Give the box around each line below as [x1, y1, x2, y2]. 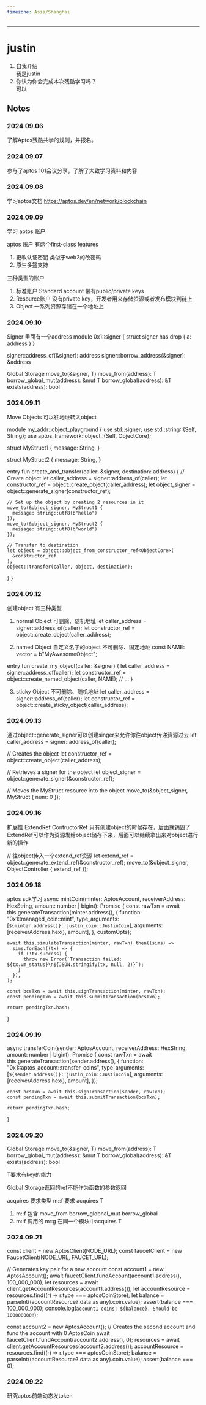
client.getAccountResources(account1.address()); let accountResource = [7, 1285, 191, 1292]
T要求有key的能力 [7, 1171, 52, 1178]
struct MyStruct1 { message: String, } [7, 444, 100, 451]
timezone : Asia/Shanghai [7, 9, 70, 15]
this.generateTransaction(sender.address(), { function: [7, 1057, 144, 1065]
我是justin [15, 70, 41, 77]
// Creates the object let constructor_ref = [7, 750, 112, 757]
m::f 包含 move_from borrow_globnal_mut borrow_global [15, 1209, 158, 1217]
